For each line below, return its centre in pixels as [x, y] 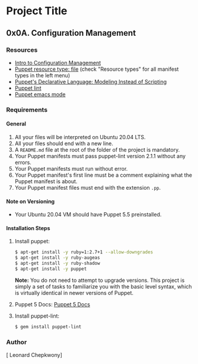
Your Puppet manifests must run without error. [71, 169]
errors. [23, 162]
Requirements [27, 109]
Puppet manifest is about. [46, 181]
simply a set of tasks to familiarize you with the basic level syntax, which [103, 286]
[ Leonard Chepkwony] [34, 355]
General [16, 124]
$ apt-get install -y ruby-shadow [57, 263]
